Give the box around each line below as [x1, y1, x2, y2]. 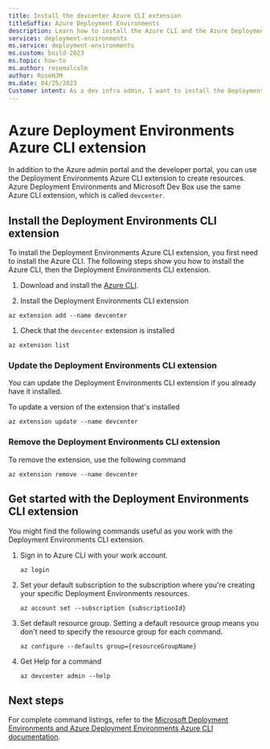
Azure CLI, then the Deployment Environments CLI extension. [8, 265, 211, 274]
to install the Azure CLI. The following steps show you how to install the [8, 257, 245, 266]
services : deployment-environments [8, 34, 128, 43]
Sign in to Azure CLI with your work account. [19, 550, 169, 560]
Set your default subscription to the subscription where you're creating [19, 580, 256, 590]
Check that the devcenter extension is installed [19, 326, 175, 335]
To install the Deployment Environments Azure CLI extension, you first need [8, 248, 259, 257]
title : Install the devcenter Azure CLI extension [8, 11, 182, 20]
